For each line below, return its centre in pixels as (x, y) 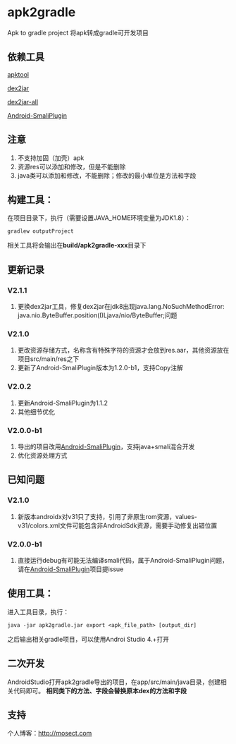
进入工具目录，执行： (38, 611)
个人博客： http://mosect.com (50, 733)
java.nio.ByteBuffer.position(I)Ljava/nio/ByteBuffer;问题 (97, 315)
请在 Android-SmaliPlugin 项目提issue (70, 569)
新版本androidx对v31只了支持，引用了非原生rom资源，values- (107, 516)
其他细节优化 (36, 411)
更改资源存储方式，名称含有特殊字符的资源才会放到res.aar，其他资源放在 (123, 350)
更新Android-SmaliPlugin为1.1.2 (62, 403)
